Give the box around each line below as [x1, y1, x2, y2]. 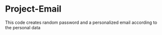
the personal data [5, 24, 41, 30]
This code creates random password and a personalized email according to [5, 19, 158, 25]
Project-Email [5, 3, 62, 15]
